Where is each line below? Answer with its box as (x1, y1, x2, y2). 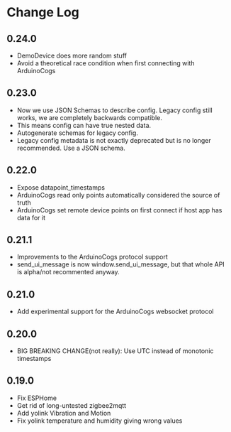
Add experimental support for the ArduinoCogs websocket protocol (16, 307, 214, 316)
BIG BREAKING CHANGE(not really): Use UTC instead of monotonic (16, 347, 214, 355)
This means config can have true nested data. (16, 121, 152, 129)
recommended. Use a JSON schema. (16, 144, 125, 152)
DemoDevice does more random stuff (16, 51, 127, 60)
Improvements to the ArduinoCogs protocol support (16, 253, 168, 261)
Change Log (6, 4, 79, 21)
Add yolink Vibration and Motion (16, 409, 111, 417)
